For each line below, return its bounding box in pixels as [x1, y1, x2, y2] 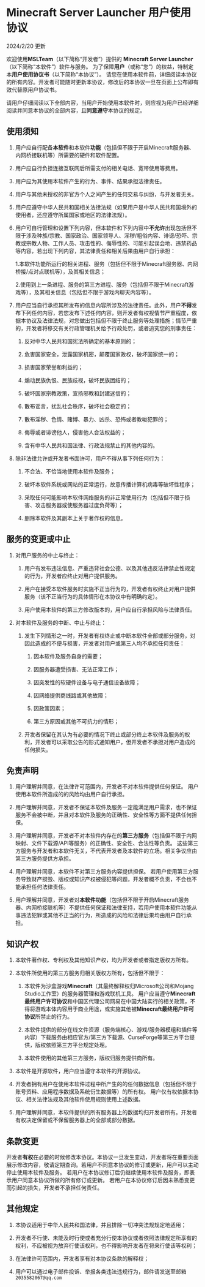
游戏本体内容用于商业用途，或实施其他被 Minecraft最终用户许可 [35, 1005, 194, 1013]
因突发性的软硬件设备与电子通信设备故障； [33, 678, 141, 686]
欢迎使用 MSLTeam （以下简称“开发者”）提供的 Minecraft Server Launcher [6, 55, 193, 62]
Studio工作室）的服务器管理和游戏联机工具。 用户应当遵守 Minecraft [24, 990, 196, 997]
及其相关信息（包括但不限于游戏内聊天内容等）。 [34, 289, 154, 296]
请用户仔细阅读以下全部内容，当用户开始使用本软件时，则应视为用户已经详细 [6, 99, 199, 106]
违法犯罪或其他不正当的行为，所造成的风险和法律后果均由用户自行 [20, 911, 187, 919]
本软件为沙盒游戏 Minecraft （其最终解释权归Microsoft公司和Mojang [24, 983, 194, 990]
